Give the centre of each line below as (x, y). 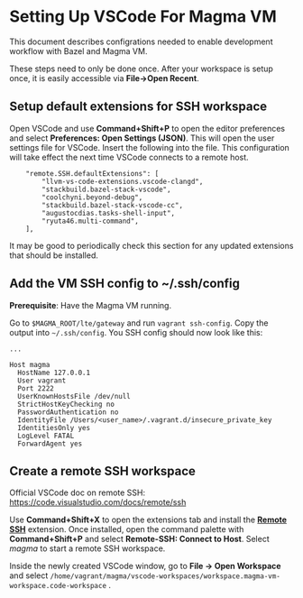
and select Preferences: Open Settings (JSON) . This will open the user (142, 138)
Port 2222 (36, 388)
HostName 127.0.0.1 (54, 373)
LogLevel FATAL (46, 436)
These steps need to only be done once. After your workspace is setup (141, 69)
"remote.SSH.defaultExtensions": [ (92, 173)
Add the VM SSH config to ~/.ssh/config (125, 284)
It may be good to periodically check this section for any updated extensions (151, 245)
